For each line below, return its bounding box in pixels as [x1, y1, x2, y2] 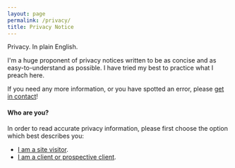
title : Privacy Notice [7, 23, 74, 30]
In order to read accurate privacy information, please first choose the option [7, 124, 228, 132]
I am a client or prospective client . [17, 153, 116, 161]
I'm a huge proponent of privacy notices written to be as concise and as [7, 56, 217, 65]
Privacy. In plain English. [7, 43, 78, 51]
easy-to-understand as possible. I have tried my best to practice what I [7, 64, 214, 72]
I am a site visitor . [17, 145, 68, 153]
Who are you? [7, 108, 49, 117]
